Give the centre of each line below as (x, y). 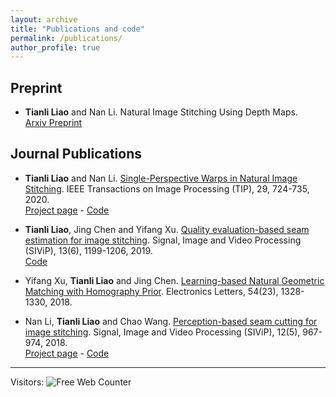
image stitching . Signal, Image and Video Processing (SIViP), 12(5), (162, 332)
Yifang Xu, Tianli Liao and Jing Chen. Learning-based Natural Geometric (174, 280)
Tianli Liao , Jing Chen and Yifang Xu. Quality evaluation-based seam (167, 229)
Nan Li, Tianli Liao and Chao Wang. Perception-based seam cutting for (171, 321)
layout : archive (44, 19)
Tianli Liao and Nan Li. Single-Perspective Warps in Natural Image (161, 178)
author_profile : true (55, 47)
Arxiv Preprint (53, 123)
